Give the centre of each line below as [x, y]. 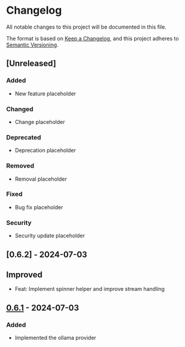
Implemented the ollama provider [55, 338]
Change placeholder [40, 122]
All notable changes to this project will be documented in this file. [87, 27]
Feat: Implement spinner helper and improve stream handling [90, 289]
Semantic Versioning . [32, 45]
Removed [20, 166]
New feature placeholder [45, 94]
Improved [24, 275]
